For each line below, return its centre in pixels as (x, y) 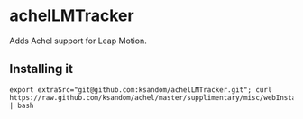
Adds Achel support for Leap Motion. (78, 41)
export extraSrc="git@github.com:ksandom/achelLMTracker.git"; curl (141, 90)
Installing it (41, 69)
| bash (22, 105)
